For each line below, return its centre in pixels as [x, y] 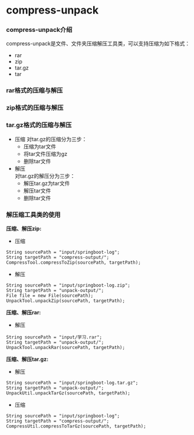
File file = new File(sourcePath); [50, 295]
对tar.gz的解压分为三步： [45, 176]
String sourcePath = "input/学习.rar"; [54, 337]
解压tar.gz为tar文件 [47, 183]
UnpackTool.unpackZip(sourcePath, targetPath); [66, 301]
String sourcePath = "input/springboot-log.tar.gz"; [72, 383]
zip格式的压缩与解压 [35, 108]
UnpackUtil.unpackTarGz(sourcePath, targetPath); [68, 393]
